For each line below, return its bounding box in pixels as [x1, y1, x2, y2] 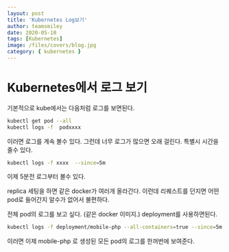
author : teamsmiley [7, 23, 63, 29]
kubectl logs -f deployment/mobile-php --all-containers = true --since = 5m [7, 224, 223, 231]
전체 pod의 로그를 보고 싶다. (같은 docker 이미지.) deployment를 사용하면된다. [7, 210, 218, 218]
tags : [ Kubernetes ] [7, 36, 63, 42]
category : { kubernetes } [7, 49, 81, 55]
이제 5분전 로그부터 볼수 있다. [7, 173, 86, 181]
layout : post [7, 10, 45, 17]
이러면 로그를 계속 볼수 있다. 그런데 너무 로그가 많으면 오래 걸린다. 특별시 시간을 [7, 137, 219, 145]
